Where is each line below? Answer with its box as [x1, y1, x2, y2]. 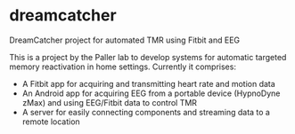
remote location [21, 116, 80, 127]
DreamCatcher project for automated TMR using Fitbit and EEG [9, 35, 241, 45]
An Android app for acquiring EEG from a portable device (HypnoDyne [21, 88, 281, 99]
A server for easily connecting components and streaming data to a [21, 106, 270, 117]
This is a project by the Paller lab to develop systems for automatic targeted [9, 51, 287, 62]
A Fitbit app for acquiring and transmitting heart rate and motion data [21, 78, 276, 89]
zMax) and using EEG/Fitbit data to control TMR [21, 97, 198, 107]
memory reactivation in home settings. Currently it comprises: [9, 61, 236, 72]
